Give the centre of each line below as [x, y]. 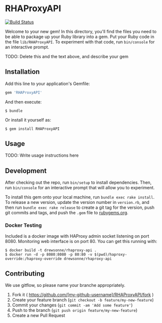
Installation [22, 72]
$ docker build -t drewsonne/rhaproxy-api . [51, 250]
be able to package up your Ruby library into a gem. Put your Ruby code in [80, 37]
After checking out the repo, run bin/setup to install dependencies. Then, [78, 182]
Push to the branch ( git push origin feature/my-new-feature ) [75, 310]
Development [26, 171]
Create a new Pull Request [39, 316]
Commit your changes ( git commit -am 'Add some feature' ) [72, 305]
